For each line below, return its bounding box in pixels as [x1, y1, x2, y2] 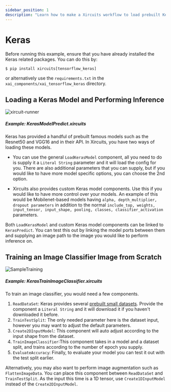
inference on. [5, 238, 33, 244]
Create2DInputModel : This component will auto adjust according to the [12, 328, 159, 334]
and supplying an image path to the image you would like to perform [5, 232, 149, 239]
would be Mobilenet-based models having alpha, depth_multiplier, [12, 197, 157, 203]
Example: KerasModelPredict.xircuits [5, 120, 87, 126]
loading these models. [5, 144, 52, 150]
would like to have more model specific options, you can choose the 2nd [12, 170, 165, 176]
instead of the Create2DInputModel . [5, 381, 78, 387]
